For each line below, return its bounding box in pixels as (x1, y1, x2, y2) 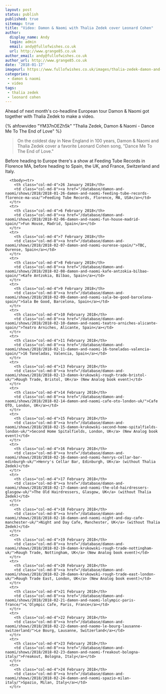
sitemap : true (5, 21, 35, 26)
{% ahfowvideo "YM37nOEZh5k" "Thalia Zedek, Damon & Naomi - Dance (5, 123, 155, 129)
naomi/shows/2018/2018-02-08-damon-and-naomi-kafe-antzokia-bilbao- (5, 269, 149, 274)
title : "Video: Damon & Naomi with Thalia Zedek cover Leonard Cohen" (5, 26, 154, 31)
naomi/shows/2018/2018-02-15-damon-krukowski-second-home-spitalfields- (5, 425, 158, 430)
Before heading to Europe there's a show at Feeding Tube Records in (5, 158, 146, 164)
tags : (5, 85, 16, 91)
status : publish (5, 12, 39, 17)
